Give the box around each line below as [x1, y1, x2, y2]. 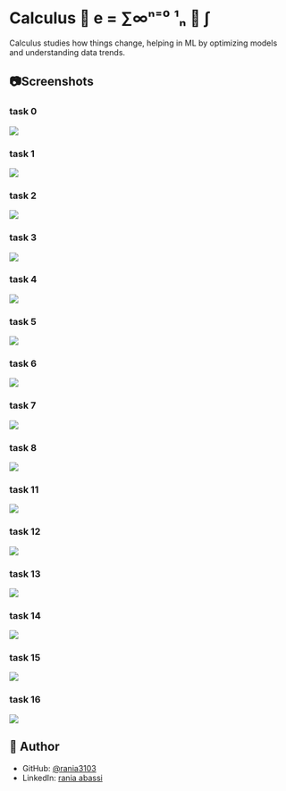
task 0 [9, 105, 38, 118]
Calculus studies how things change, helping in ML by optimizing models [9, 37, 278, 48]
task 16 [9, 694, 41, 706]
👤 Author [9, 739, 60, 754]
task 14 [9, 609, 42, 621]
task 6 [9, 357, 38, 370]
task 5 [9, 315, 38, 328]
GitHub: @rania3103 [21, 762, 97, 773]
